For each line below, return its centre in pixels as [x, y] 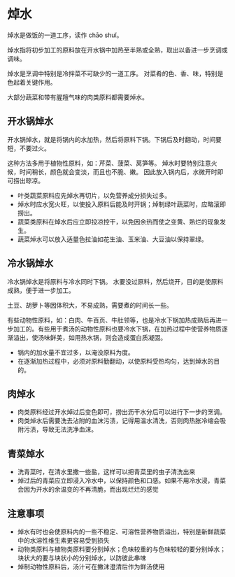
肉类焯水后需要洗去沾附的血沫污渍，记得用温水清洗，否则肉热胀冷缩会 [119, 421]
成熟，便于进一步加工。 [41, 290]
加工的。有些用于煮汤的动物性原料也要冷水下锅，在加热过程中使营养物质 [117, 329]
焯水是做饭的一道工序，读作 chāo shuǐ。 [65, 35]
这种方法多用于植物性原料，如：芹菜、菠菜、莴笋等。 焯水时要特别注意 [109, 163]
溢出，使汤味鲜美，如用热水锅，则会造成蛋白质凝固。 [90, 337]
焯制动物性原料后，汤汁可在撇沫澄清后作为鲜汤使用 [91, 567]
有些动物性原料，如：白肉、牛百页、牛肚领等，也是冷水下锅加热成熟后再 [111, 320]
